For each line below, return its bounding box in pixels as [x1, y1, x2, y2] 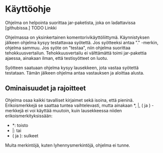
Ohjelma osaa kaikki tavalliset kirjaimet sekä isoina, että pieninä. [5, 97, 134, 103]
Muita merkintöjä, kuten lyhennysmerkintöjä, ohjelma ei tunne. [5, 142, 131, 148]
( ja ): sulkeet [12, 132, 39, 138]
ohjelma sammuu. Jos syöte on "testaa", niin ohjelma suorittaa [5, 45, 131, 51]
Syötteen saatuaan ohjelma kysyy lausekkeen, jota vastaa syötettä [5, 65, 139, 71]
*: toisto [12, 122, 28, 128]
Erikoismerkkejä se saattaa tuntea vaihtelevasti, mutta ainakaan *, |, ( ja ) [5, 102, 151, 108]
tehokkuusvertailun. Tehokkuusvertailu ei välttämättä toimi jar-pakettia [5, 50, 147, 56]
